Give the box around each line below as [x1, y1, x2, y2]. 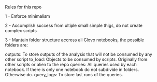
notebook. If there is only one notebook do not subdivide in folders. [5, 67, 139, 72]
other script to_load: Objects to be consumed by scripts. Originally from [5, 57, 148, 62]
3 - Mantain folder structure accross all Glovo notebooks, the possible [5, 37, 144, 43]
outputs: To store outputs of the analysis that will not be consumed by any [5, 51, 153, 57]
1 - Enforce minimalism [5, 13, 50, 19]
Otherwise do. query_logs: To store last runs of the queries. [5, 72, 123, 77]
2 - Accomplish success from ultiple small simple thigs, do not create [5, 23, 143, 28]
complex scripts [5, 28, 37, 33]
